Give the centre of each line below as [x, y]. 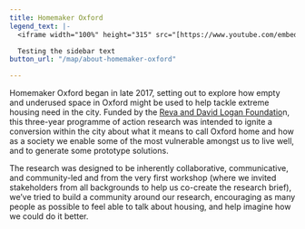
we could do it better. [49, 216]
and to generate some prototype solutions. [89, 151]
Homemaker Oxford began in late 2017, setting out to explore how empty [145, 93]
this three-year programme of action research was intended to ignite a [141, 122]
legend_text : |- [40, 26]
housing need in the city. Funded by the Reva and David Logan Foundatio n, [150, 112]
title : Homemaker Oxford [56, 18]
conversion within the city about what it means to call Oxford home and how [152, 131]
